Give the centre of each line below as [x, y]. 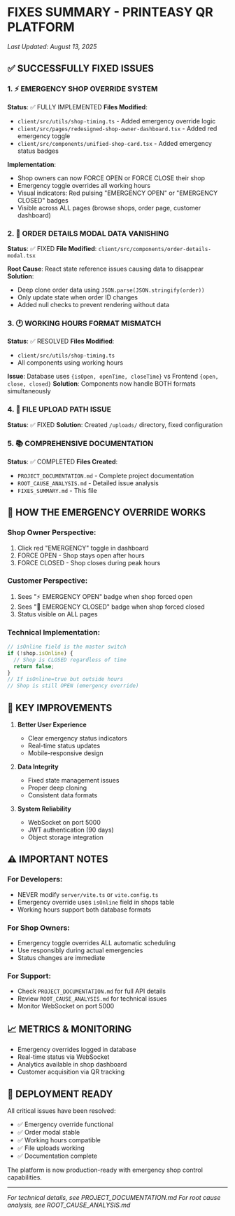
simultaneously [29, 391]
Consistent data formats [63, 795]
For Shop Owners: [38, 928]
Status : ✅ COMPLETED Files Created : [63, 461]
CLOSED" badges [43, 200]
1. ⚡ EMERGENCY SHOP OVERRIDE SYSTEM [83, 89]
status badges [38, 151]
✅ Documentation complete [57, 1156]
